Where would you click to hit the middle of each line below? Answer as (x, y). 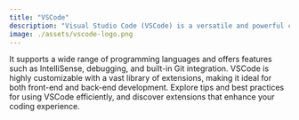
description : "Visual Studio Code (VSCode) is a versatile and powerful (147, 26)
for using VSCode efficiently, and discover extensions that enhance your (142, 97)
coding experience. (44, 107)
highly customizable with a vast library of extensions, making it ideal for (141, 78)
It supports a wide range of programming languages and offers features (141, 60)
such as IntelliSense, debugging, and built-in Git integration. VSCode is (139, 68)
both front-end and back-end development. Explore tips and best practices (147, 88)
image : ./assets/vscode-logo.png (71, 34)
